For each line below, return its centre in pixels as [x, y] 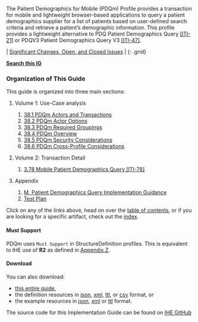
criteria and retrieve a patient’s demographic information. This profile [90, 27]
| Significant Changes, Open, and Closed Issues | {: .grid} [76, 52]
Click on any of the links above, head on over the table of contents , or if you [99, 210]
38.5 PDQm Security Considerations [68, 140]
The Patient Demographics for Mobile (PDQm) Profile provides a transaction [99, 9]
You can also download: [36, 277]
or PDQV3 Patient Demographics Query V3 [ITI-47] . [78, 40]
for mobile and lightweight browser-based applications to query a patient [96, 15]
